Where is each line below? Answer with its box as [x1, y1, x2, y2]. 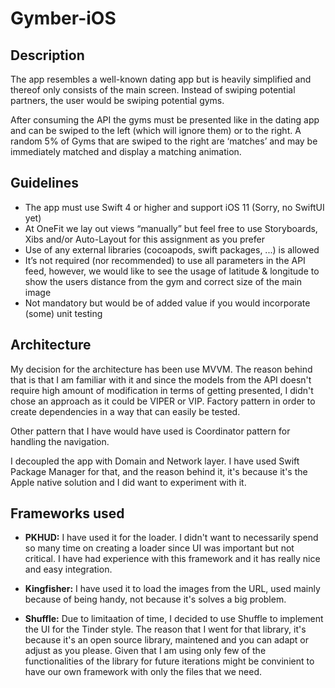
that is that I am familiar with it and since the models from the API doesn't [10, 373, 312, 386]
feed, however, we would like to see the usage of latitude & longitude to [24, 265, 320, 277]
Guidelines [10, 175, 79, 192]
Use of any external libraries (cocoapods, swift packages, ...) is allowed [24, 243, 320, 256]
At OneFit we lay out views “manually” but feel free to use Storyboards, [24, 222, 318, 234]
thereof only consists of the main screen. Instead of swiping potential [10, 84, 296, 96]
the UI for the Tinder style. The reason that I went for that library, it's [24, 623, 307, 636]
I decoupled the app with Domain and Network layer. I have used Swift [10, 455, 300, 467]
